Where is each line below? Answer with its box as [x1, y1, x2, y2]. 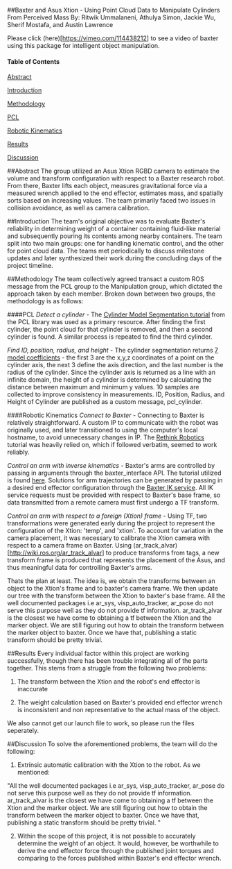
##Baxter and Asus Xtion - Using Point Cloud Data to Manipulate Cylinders [7, 6, 220, 14]
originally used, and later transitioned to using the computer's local [7, 426, 198, 434]
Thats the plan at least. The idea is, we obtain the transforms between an [7, 577, 216, 585]
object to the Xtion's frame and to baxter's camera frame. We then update [7, 584, 218, 593]
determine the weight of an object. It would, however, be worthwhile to [17, 839, 220, 847]
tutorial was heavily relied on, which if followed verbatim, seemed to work [7, 441, 217, 449]
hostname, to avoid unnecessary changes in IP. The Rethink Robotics [7, 433, 204, 441]
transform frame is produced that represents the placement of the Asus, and [7, 556, 225, 564]
